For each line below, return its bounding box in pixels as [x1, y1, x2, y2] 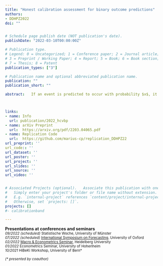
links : [5, 109, 18, 114]
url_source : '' [5, 168, 36, 173]
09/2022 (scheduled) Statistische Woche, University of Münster [5, 231, 112, 236]
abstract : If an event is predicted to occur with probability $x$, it [5, 92, 158, 97]
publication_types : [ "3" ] [5, 65, 57, 70]
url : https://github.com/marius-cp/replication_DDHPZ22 [9, 136, 127, 141]
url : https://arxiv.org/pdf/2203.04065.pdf [9, 127, 101, 132]
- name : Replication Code [5, 132, 57, 137]
